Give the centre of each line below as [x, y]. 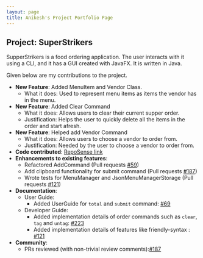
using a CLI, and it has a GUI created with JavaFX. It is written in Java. [94, 63]
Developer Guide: [46, 210]
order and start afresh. [52, 126]
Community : [31, 243]
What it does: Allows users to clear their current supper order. [102, 113]
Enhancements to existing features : [61, 159]
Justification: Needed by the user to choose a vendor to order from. [109, 145]
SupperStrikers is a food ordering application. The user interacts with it [95, 57]
